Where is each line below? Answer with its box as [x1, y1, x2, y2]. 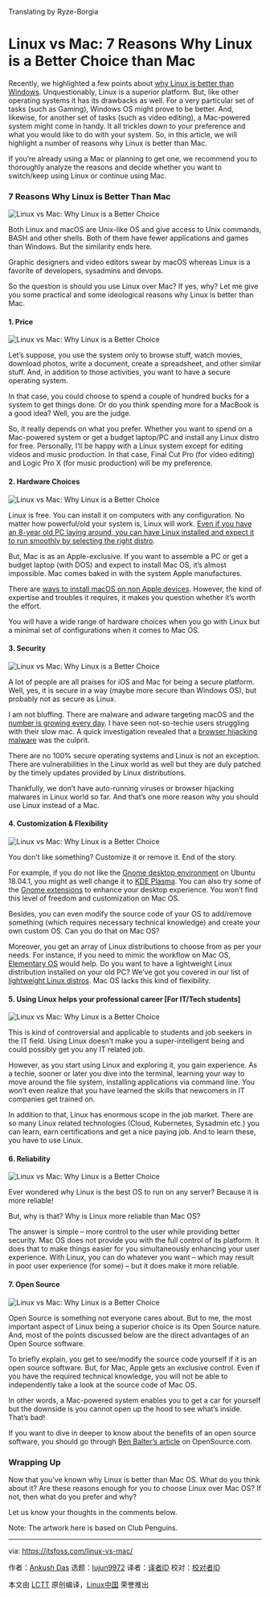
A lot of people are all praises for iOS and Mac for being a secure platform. [8, 676, 255, 686]
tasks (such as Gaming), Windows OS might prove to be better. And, [8, 104, 235, 113]
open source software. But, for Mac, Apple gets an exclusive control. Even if [8, 1362, 260, 1372]
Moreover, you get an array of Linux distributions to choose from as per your [8, 941, 262, 951]
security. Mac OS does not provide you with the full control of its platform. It [8, 1236, 260, 1245]
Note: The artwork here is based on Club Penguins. [8, 1522, 178, 1533]
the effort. [8, 601, 42, 611]
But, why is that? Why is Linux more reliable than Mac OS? [8, 1211, 201, 1221]
